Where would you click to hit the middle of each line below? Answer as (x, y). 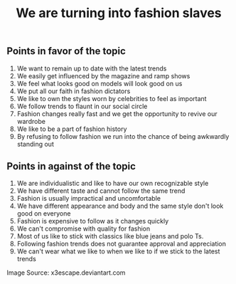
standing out (35, 144)
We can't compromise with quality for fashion (84, 228)
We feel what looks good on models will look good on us (100, 83)
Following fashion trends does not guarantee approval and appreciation (122, 244)
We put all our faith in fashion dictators (74, 91)
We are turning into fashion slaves (119, 13)
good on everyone (44, 214)
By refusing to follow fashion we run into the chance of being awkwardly (123, 136)
